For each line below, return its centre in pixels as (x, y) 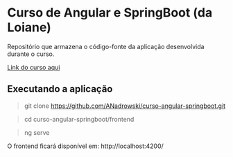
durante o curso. (31, 54)
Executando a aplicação (60, 89)
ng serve (37, 132)
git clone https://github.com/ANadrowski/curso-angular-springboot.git (125, 106)
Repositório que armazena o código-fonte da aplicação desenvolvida (106, 46)
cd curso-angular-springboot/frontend (79, 119)
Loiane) (29, 27)
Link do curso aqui (34, 67)
